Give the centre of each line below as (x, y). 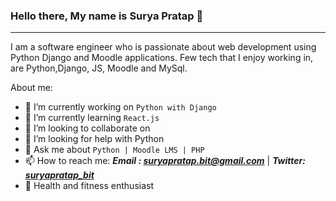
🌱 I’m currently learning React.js (92, 118)
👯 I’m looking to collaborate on (87, 128)
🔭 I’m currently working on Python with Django (120, 107)
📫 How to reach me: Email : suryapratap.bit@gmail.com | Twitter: (165, 161)
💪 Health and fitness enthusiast (89, 186)
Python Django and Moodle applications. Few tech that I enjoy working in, (162, 58)
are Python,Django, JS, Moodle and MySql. (99, 68)
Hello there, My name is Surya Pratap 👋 (107, 16)
